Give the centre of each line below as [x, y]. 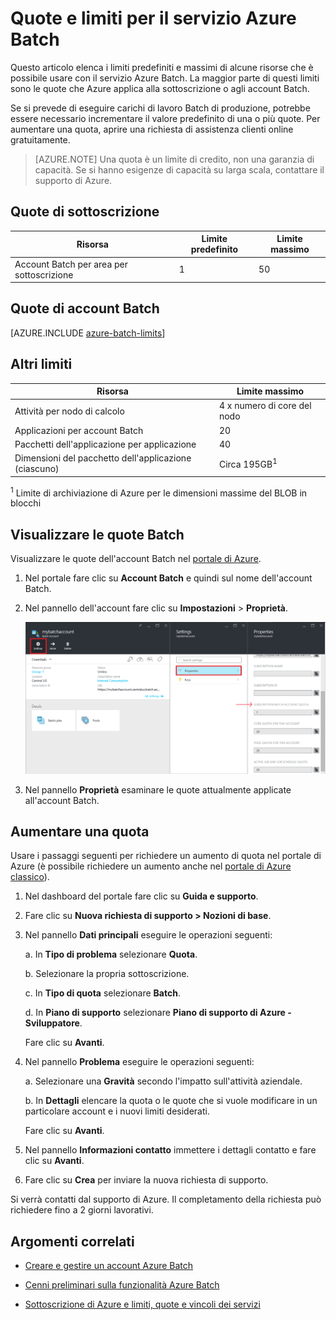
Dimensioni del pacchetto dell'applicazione [103, 458]
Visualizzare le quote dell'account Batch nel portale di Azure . [136, 559]
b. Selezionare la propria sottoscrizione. [107, 974]
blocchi [26, 503]
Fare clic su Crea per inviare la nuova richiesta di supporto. [146, 1180]
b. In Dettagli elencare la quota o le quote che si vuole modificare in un [171, 1101]
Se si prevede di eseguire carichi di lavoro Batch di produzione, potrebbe [160, 108]
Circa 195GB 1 [248, 463]
